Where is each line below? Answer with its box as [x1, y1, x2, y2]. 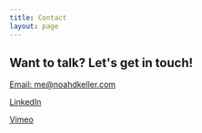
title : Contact [9, 13, 67, 23]
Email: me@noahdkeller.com [9, 79, 116, 90]
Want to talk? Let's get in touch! [9, 55, 194, 71]
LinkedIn [9, 97, 42, 108]
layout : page [9, 22, 59, 31]
